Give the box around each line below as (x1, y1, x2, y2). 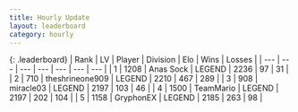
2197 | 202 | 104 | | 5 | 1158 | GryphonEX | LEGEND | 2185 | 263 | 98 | (9, 92, 263, 103)
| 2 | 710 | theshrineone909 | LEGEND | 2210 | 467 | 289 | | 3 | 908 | (9, 73, 258, 84)
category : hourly (9, 30, 74, 39)
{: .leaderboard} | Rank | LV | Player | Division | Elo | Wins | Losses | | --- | (9, 55, 280, 65)
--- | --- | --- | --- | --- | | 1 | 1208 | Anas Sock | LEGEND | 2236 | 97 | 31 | (19, 64, 289, 74)
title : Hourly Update (9, 13, 90, 22)
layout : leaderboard (9, 22, 87, 30)
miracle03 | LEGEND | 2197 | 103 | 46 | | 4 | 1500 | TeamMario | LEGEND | (9, 82, 279, 94)
